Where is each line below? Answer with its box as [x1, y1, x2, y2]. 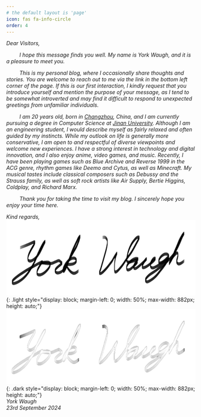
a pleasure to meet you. [6, 58, 65, 65]
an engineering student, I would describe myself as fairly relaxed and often [6, 126, 193, 133]
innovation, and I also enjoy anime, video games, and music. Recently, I [6, 151, 184, 159]
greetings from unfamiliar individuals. [6, 101, 99, 108]
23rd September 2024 [6, 404, 61, 412]
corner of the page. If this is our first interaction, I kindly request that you [6, 82, 187, 90]
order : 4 [6, 22, 28, 28]
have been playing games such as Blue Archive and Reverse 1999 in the [6, 158, 185, 165]
